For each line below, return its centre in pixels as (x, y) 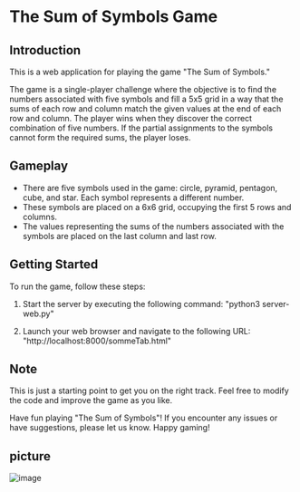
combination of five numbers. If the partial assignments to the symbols (141, 128)
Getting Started (54, 265)
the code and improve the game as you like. (91, 400)
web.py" (38, 314)
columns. (39, 217)
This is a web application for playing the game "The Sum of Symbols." (140, 72)
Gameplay (39, 166)
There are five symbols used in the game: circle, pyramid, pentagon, (150, 188)
